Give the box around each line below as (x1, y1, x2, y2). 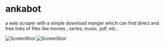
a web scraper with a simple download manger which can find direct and (5, 20, 159, 26)
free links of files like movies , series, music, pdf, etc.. (5, 25, 119, 31)
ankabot (5, 3, 42, 15)
